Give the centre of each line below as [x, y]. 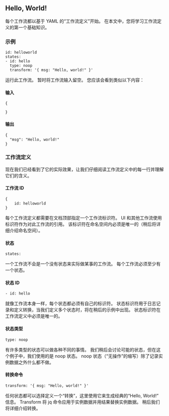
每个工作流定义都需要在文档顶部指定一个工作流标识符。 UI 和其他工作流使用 [84, 218]
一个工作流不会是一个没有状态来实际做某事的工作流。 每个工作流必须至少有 [83, 264]
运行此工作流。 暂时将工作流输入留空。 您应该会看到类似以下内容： [75, 80]
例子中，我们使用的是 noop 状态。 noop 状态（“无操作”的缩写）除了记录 [84, 356]
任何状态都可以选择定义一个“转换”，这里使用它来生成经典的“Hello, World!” [82, 395]
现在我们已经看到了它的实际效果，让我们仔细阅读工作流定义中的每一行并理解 [84, 169]
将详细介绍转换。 [23, 408]
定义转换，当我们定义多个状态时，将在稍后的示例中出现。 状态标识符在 [87, 310]
